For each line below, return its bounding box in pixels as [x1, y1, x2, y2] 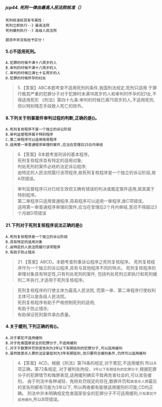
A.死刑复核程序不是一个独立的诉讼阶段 [5, 127, 72, 132]
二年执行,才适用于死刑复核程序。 [21, 277, 87, 283]
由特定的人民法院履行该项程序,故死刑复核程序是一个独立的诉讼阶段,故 [17, 170, 156, 175]
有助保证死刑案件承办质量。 [17, 312, 73, 317]
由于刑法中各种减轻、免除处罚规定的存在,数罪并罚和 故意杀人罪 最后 [27, 378, 157, 384]
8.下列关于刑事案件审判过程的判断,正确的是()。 [5, 115, 99, 121]
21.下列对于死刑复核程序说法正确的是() [5, 222, 83, 228]
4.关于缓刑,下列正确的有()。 [5, 324, 61, 329]
